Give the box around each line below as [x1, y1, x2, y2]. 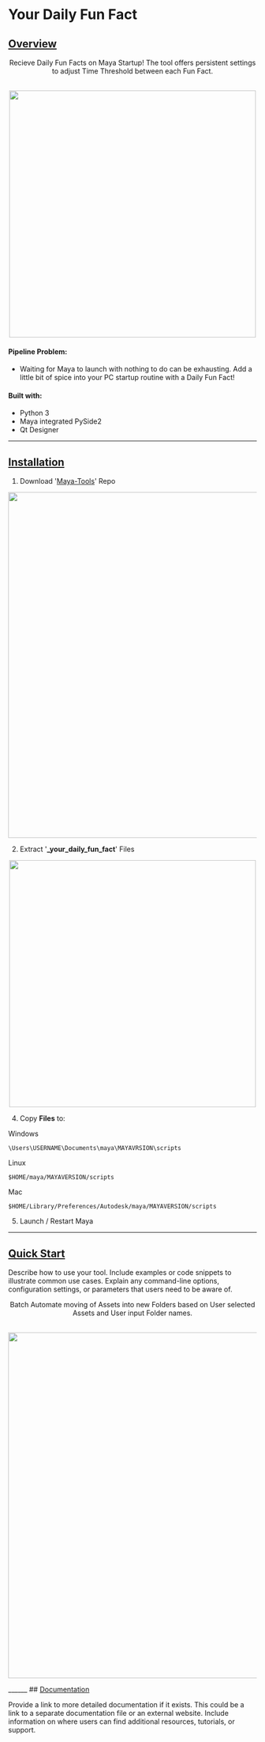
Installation [8, 455, 65, 469]
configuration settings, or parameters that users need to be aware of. [8, 1284, 233, 1294]
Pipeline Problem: [8, 346, 68, 356]
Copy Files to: [19, 1114, 65, 1123]
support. [8, 1725, 36, 1735]
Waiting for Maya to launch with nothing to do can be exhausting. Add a [19, 364, 252, 374]
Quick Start [8, 1246, 65, 1260]
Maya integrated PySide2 [19, 417, 103, 426]
